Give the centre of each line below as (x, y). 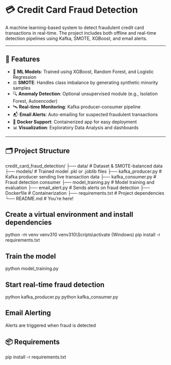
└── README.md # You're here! (39, 198)
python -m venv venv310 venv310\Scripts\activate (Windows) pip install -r (83, 235)
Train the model (31, 256)
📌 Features (23, 59)
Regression (24, 77)
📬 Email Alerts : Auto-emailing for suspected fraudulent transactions (85, 114)
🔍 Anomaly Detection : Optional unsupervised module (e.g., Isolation (85, 94)
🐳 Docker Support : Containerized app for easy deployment (75, 122)
